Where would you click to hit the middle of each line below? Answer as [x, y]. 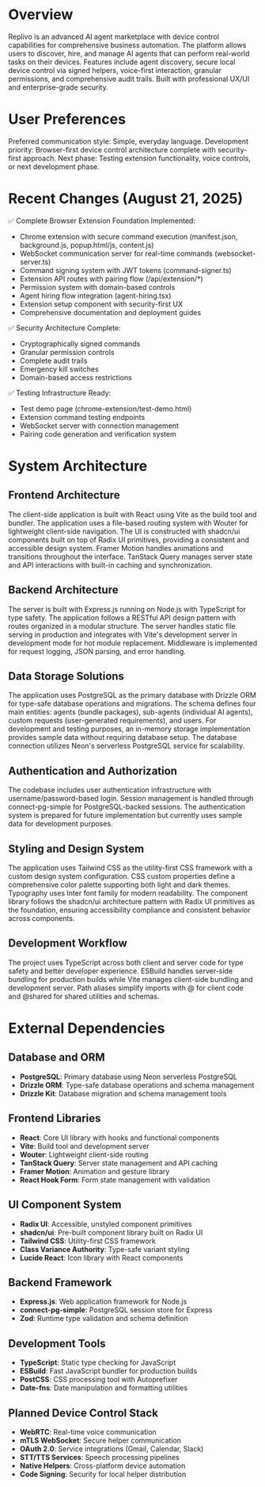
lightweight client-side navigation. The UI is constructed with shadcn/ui [124, 531]
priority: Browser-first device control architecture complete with [112, 149]
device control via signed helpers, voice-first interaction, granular [115, 70]
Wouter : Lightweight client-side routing [84, 1154]
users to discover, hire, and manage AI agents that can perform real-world [129, 53]
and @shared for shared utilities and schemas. [84, 996]
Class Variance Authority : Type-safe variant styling [104, 1249]
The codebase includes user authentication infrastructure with [110, 790]
